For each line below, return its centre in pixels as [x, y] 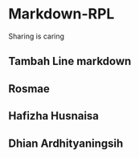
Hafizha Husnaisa [53, 116]
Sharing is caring [37, 36]
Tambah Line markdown [70, 61]
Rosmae [29, 89]
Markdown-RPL [61, 14]
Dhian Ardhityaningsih [66, 143]
